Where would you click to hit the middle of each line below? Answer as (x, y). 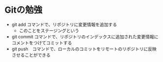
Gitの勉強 (23, 10)
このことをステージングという (49, 30)
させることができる (31, 55)
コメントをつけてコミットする (42, 42)
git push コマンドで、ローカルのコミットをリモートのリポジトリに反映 (84, 49)
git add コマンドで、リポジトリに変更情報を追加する (64, 24)
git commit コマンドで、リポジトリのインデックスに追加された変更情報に (85, 37)
